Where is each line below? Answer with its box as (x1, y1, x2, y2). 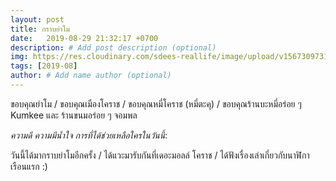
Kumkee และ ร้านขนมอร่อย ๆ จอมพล (10, 109, 138, 121)
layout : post (10, 14, 65, 25)
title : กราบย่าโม (10, 24, 70, 34)
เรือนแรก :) (10, 160, 48, 172)
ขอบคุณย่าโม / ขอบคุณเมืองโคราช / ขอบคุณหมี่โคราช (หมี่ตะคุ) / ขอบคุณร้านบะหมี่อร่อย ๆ (10, 97, 302, 110)
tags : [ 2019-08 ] (10, 61, 78, 71)
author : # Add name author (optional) (10, 71, 172, 81)
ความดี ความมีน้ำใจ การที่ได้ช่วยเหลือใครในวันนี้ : (10, 129, 168, 141)
